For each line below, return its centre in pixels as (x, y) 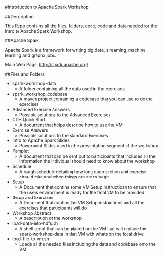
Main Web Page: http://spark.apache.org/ (47, 65)
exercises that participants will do (53, 208)
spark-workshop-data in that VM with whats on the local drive (81, 234)
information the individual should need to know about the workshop (87, 161)
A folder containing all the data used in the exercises (72, 89)
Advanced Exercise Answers (41, 109)
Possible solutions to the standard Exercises (63, 135)
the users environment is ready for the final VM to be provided (82, 192)
